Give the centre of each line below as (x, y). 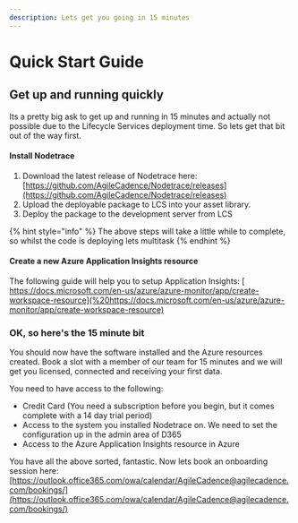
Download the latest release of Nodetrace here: (110, 176)
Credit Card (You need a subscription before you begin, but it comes (148, 406)
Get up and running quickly (86, 95)
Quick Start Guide (77, 61)
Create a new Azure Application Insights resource (104, 261)
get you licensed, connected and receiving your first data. (116, 372)
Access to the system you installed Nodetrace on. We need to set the (150, 425)
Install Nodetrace (42, 156)
